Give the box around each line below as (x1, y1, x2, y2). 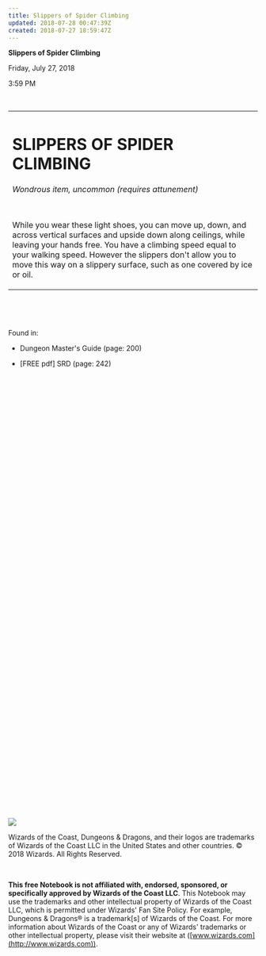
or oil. (12, 269, 33, 280)
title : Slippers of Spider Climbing (8, 11, 129, 20)
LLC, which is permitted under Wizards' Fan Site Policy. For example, (8, 905, 233, 915)
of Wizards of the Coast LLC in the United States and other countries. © (8, 841, 243, 850)
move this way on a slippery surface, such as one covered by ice (12, 259, 253, 270)
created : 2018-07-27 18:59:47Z (8, 26, 112, 34)
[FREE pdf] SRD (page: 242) (19, 359, 112, 368)
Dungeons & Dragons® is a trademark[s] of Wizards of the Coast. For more (8, 914, 253, 923)
